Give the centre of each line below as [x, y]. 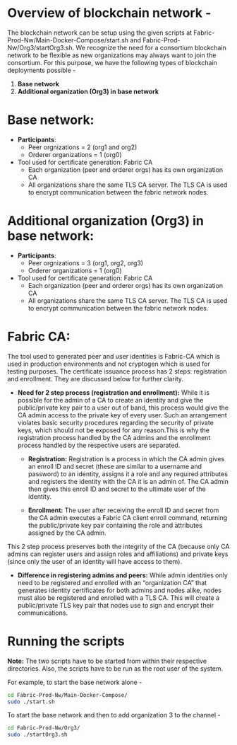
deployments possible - [42, 70]
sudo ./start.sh [31, 702]
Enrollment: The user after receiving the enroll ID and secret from [123, 510]
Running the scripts [66, 641]
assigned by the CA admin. [67, 533]
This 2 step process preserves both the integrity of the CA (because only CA [119, 546]
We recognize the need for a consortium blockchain [151, 47]
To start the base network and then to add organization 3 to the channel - [114, 715]
